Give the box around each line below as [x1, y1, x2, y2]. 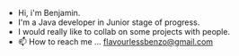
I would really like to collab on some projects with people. [17, 27, 231, 36]
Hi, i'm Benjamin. [17, 8, 81, 18]
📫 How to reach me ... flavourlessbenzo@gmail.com [17, 36, 214, 47]
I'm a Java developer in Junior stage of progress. [17, 17, 200, 28]
